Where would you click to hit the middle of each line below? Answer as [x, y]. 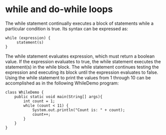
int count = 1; [39, 101]
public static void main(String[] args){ [58, 97]
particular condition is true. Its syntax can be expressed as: [67, 28]
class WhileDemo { [24, 92]
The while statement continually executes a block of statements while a [79, 23]
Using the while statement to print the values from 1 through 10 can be [78, 77]
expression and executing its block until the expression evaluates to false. [82, 72]
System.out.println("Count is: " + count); [78, 110]
